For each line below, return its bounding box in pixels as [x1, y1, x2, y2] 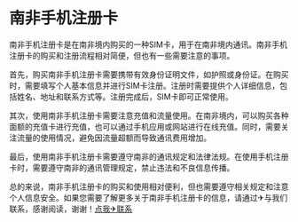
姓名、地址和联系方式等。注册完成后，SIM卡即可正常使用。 [16, 91, 233, 102]
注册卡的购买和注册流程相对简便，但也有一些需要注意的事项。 [9, 50, 235, 60]
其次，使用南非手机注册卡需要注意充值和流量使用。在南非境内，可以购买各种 [9, 110, 289, 121]
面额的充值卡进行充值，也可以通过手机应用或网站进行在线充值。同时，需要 [9, 121, 281, 131]
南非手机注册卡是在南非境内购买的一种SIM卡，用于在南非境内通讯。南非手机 [9, 39, 288, 50]
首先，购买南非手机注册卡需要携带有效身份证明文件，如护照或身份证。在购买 [9, 68, 289, 80]
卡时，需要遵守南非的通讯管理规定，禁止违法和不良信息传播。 [9, 162, 235, 173]
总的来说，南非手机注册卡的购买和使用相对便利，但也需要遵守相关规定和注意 [9, 181, 289, 192]
